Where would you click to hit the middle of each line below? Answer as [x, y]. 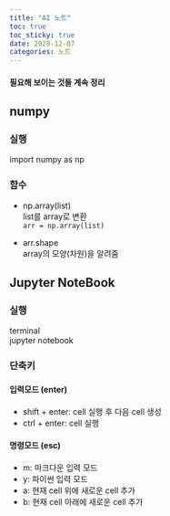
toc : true [28, 26]
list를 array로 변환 [55, 216]
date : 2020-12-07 [42, 43]
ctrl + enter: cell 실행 [61, 423]
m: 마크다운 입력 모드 [60, 468]
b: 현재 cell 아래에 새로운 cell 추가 [83, 501]
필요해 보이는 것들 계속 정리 [57, 82]
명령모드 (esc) [35, 446]
